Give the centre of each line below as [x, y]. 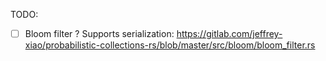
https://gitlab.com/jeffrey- [229, 33]
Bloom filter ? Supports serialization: [99, 33]
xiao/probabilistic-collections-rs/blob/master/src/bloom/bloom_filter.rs [170, 45]
